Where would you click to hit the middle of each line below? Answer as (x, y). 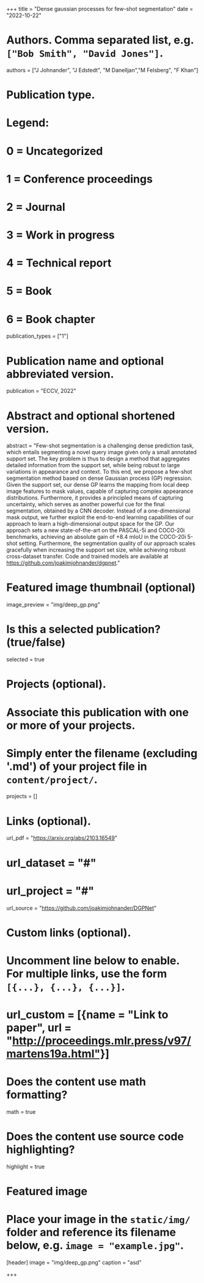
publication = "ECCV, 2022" (41, 391)
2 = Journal (36, 207)
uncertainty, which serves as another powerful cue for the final (86, 504)
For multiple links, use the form (87, 973)
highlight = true (26, 1167)
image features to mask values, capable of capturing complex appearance (100, 491)
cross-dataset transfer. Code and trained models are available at (87, 557)
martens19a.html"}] (58, 1054)
